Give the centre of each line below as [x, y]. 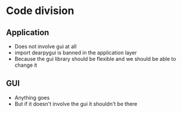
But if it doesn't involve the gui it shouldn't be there [76, 104]
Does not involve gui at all [45, 46]
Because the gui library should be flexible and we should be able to [95, 59]
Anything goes [32, 97]
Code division [40, 11]
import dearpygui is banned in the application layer [76, 53]
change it [26, 65]
